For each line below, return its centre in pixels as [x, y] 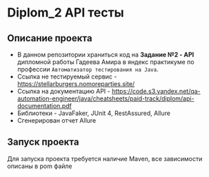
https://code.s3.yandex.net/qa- [156, 91]
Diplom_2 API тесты [66, 13]
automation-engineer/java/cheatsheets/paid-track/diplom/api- [106, 98]
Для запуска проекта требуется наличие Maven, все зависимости [105, 158]
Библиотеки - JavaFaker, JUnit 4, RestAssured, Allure [94, 113]
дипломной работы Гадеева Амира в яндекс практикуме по [106, 62]
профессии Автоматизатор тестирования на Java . [88, 69]
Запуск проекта [43, 142]
